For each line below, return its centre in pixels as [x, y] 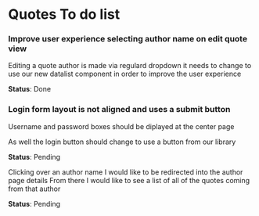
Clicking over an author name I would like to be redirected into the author [126, 172]
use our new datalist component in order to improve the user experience [125, 74]
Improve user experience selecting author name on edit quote [128, 39]
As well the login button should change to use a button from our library [122, 142]
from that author [34, 189]
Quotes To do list [64, 14]
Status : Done [30, 89]
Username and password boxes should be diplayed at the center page [121, 126]
